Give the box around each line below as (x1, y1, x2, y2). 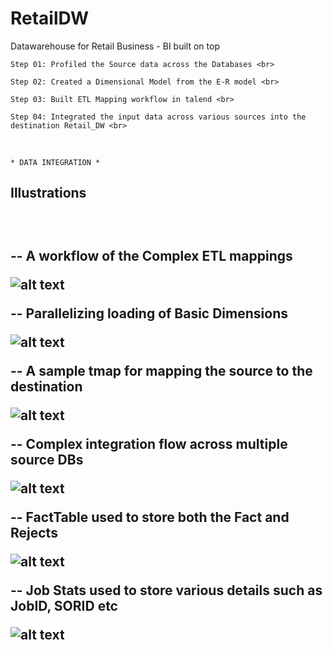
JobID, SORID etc (10, 597, 118, 614)
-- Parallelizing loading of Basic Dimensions (10, 305, 288, 322)
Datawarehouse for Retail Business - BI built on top (10, 40, 220, 52)
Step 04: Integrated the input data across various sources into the (10, 112, 307, 122)
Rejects (10, 524, 58, 541)
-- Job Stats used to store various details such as (10, 582, 323, 599)
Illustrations (10, 185, 87, 202)
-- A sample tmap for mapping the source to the (10, 362, 313, 379)
